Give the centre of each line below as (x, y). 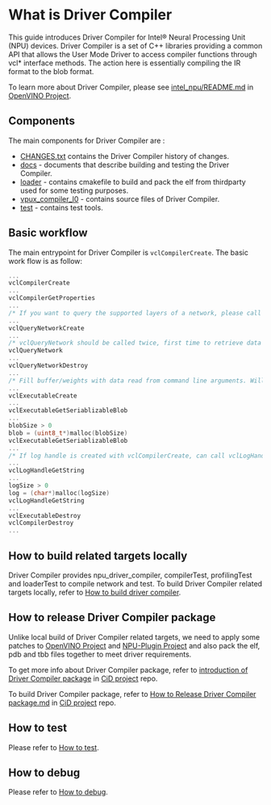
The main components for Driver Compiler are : (87, 140)
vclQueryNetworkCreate (46, 328)
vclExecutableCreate (43, 396)
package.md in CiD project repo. (63, 703)
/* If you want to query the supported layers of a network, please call (135, 313)
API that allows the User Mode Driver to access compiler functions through (133, 54)
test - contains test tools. (61, 207)
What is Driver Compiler (90, 15)
